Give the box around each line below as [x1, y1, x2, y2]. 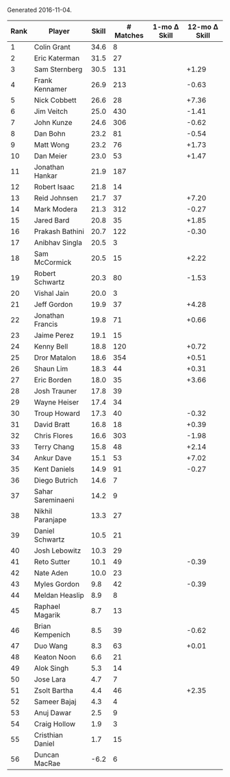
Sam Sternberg [34, 65, 83, 74]
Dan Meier [34, 151, 68, 161]
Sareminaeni [34, 496, 75, 505]
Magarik [34, 610, 61, 620]
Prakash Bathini [34, 227, 84, 236]
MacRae [34, 758, 61, 768]
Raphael [34, 602, 60, 611]
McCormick [34, 257, 72, 267]
